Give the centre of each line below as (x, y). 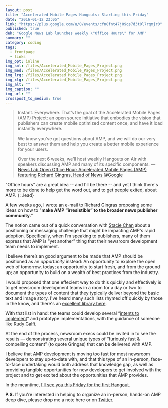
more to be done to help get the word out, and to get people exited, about (81, 190)
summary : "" (18, 38)
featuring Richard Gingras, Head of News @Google (70, 175)
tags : (11, 47)
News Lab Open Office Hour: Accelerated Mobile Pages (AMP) (82, 170)
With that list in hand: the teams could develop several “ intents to (72, 313)
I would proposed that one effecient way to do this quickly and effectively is (83, 282)
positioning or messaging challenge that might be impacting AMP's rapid (80, 231)
